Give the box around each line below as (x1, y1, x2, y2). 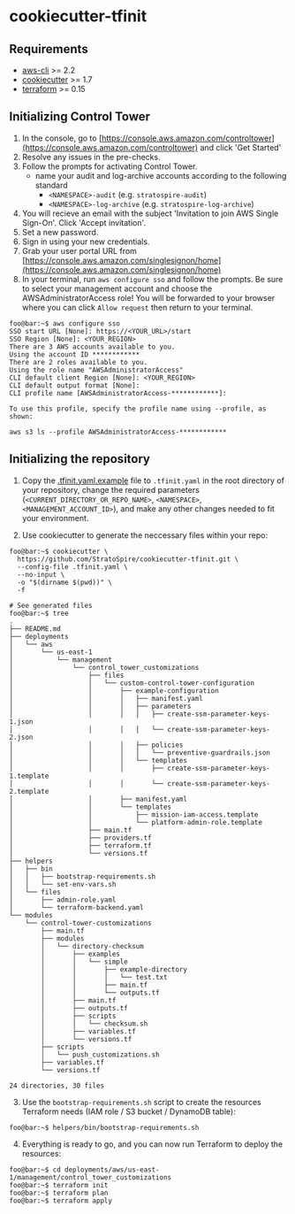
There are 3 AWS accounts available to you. (9, 342, 176, 351)
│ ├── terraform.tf (9, 841, 152, 850)
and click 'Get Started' (200, 142, 282, 152)
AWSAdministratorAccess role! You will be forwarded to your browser (21, 292, 276, 303)
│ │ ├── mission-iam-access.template (9, 810, 259, 819)
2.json (9, 733, 34, 741)
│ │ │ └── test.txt (41, 972, 168, 981)
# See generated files (9, 601, 93, 610)
